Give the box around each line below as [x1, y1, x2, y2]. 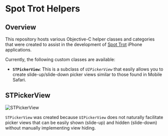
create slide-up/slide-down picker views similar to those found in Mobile [12, 71, 162, 77]
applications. [5, 47, 32, 52]
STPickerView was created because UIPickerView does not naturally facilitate [5, 114, 163, 120]
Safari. [12, 77, 27, 82]
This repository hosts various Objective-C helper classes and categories [5, 36, 155, 42]
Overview [5, 23, 37, 31]
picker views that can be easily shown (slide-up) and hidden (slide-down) [5, 119, 157, 125]
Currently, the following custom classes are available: [5, 56, 115, 62]
